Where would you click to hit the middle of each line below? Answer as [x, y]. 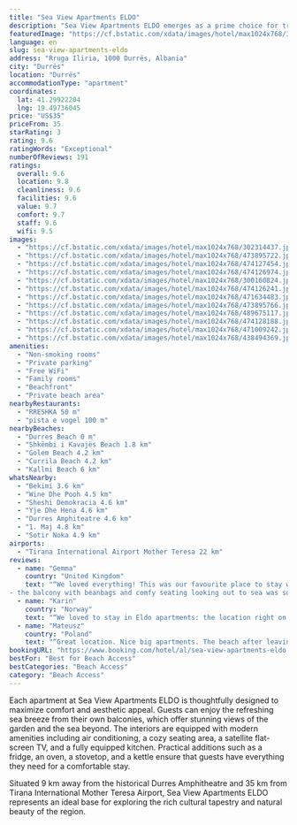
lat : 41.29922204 [49, 99]
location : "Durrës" [45, 75]
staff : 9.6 [37, 223]
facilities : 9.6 [47, 199]
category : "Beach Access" [57, 675]
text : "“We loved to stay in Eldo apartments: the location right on [156, 617]
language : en [33, 42]
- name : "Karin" [47, 601]
